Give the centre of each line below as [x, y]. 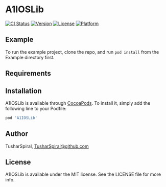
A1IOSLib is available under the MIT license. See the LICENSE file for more [83, 174]
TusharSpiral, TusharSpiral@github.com [47, 146]
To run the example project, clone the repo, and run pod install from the [82, 52]
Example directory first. [30, 57]
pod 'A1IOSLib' [21, 118]
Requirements [28, 73]
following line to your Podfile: [36, 108]
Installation [23, 91]
